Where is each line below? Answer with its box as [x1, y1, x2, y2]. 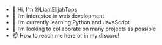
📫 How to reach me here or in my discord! [12, 32, 120, 39]
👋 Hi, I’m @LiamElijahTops [12, 6, 78, 13]
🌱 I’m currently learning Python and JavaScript [12, 19, 130, 26]
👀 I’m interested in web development [12, 12, 105, 19]
